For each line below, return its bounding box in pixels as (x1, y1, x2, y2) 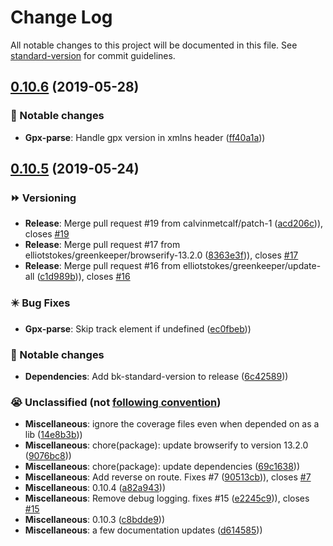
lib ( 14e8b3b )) (24, 429, 83, 441)
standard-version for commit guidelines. (10, 49, 176, 61)
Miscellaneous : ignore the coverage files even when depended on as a (24, 418, 320, 430)
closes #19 (24, 228, 70, 240)
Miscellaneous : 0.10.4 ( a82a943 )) (24, 482, 167, 494)
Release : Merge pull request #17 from (24, 239, 181, 251)
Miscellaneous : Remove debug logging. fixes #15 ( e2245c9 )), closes (24, 492, 310, 505)
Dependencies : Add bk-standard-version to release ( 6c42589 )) (24, 370, 289, 382)
